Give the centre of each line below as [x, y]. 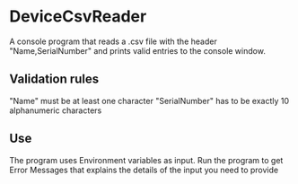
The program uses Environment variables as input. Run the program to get [146, 160]
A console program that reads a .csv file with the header [113, 41]
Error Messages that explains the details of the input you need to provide [144, 170]
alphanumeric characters [56, 110]
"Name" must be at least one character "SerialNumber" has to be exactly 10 [149, 101]
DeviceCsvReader [78, 17]
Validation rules [54, 79]
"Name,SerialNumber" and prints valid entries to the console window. [138, 50]
